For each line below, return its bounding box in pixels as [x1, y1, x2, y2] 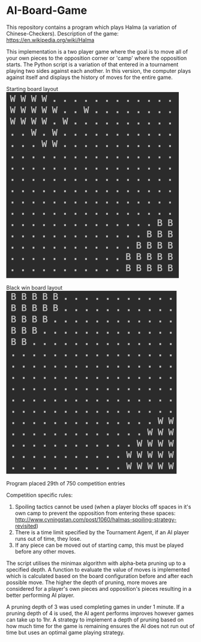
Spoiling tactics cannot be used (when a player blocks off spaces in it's [14, 503, 191, 510]
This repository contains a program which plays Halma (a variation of [6, 23, 177, 31]
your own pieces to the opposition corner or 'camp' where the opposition [6, 54, 187, 61]
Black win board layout [6, 284, 63, 291]
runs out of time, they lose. [14, 535, 82, 542]
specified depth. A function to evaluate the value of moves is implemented [6, 566, 190, 573]
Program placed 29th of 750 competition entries [6, 479, 125, 487]
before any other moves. [14, 547, 76, 555]
